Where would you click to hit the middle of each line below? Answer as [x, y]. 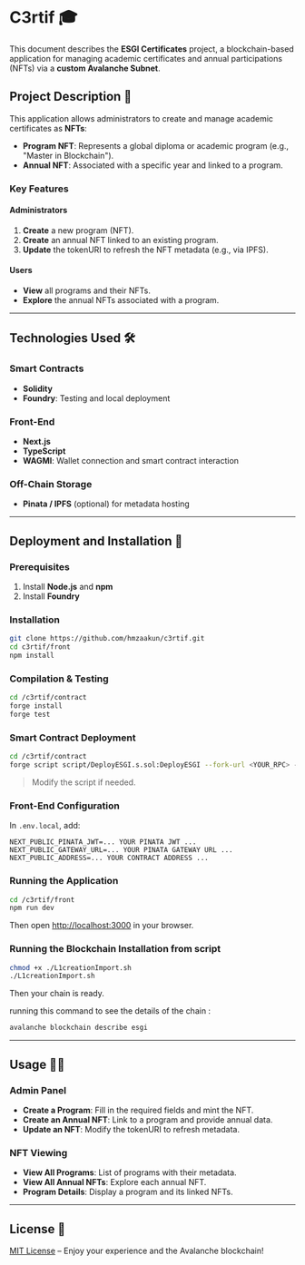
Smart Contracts [47, 368]
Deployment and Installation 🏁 [96, 541]
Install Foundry [51, 596]
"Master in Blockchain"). [68, 155]
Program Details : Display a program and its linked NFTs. [128, 1192]
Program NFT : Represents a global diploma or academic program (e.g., [155, 145]
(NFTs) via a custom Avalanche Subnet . [85, 68]
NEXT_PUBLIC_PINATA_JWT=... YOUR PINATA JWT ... [103, 842]
